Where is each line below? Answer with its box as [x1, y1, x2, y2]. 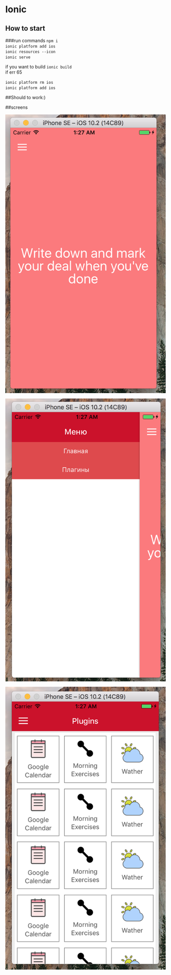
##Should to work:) [5, 95, 46, 100]
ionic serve [5, 55, 31, 60]
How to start [5, 24, 45, 33]
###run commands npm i [5, 37, 59, 43]
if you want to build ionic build [5, 64, 72, 70]
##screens [5, 104, 28, 110]
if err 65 [5, 69, 22, 75]
